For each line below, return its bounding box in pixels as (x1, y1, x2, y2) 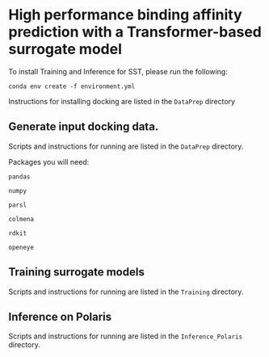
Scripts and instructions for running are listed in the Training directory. (8, 287, 244, 296)
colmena (8, 215, 35, 223)
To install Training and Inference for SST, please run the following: (8, 66, 228, 76)
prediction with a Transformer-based (8, 23, 263, 41)
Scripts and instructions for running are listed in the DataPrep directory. (8, 141, 244, 151)
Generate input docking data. (8, 120, 159, 134)
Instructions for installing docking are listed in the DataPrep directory (8, 96, 236, 106)
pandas (8, 172, 31, 181)
